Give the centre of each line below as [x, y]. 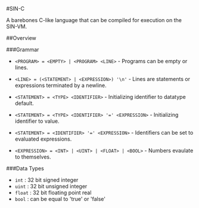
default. [24, 103]
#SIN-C [15, 9]
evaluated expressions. [43, 139]
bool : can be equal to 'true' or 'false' [60, 199]
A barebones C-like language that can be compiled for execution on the [94, 20]
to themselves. [33, 157]
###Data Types [25, 168]
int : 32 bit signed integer [46, 180]
